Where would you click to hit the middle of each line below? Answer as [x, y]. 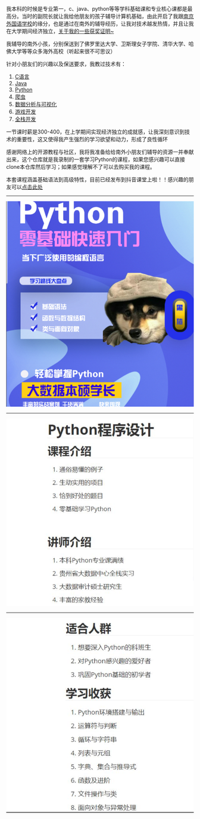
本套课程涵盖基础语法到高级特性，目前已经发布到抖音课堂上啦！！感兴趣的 [97, 180]
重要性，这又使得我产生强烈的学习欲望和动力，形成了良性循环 [92, 139]
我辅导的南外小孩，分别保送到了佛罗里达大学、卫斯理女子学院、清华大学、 [97, 44]
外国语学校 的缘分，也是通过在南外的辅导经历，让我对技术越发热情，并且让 [97, 24]
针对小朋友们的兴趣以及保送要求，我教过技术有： [66, 64]
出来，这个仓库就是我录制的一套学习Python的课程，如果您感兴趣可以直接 [96, 159]
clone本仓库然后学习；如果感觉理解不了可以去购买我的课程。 [81, 167]
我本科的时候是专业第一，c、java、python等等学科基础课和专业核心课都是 [97, 9]
